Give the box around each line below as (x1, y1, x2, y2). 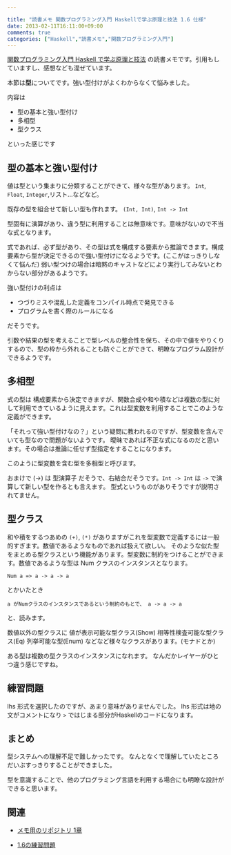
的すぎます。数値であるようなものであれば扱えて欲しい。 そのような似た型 (7, 541, 219, 550)
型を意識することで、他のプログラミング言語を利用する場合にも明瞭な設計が (7, 776, 225, 784)
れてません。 (7, 491, 43, 499)
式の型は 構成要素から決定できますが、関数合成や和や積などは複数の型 (7, 395, 208, 403)
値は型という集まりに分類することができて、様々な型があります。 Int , (7, 182, 207, 190)
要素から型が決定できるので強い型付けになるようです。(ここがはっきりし (7, 251, 214, 260)
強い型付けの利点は (7, 284, 62, 292)
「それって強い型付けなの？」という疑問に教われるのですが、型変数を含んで (7, 427, 224, 435)
